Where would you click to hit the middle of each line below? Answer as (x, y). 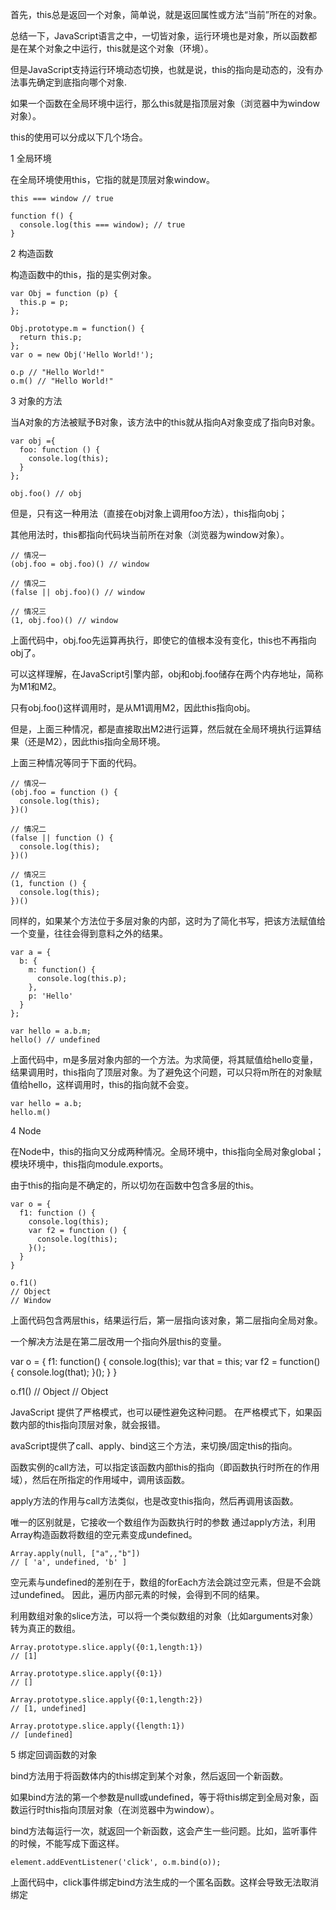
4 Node (26, 1131)
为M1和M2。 (36, 686)
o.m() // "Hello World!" (62, 381)
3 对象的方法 (36, 401)
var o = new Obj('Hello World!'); (82, 355)
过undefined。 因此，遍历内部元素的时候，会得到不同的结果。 (137, 1594)
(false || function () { (62, 838)
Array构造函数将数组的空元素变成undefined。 (104, 1534)
